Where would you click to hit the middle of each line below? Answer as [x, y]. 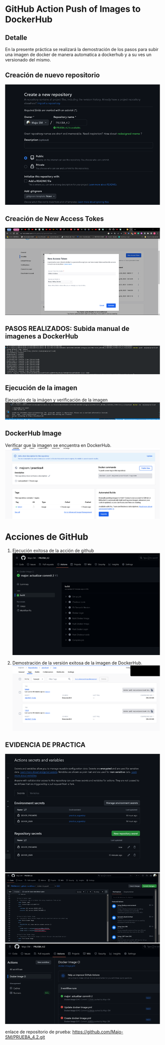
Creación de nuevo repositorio [53, 75]
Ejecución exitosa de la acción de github [53, 550]
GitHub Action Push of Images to [73, 9]
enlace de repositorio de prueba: [38, 1032]
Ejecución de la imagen [41, 388]
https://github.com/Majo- [98, 1032]
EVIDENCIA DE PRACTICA [45, 745]
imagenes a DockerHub [42, 337]
